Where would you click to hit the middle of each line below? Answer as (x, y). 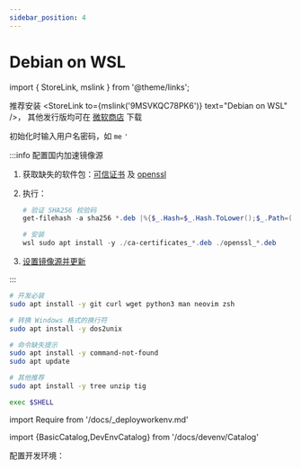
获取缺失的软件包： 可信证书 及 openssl (94, 174)
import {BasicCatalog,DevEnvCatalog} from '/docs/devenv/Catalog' (134, 437)
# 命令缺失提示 (34, 345)
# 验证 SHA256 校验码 (59, 210)
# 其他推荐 (27, 378)
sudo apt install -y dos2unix (66, 329)
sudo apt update (40, 362)
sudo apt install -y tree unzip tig (78, 386)
